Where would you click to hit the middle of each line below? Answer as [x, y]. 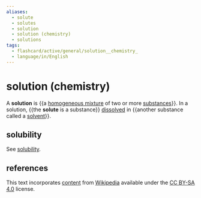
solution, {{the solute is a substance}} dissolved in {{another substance [95, 110]
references [27, 168]
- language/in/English [40, 57]
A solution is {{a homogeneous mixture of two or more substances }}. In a [97, 103]
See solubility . [23, 149]
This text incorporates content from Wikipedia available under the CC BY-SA [100, 183]
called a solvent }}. [29, 116]
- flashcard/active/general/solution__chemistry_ [75, 51]
